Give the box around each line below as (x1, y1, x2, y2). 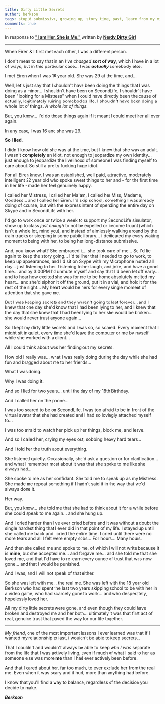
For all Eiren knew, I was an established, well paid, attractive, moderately (5, 172, 152, 178)
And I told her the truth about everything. (5, 446, 88, 452)
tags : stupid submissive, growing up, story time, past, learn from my (5, 16, 155, 21)
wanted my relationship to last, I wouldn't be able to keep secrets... (5, 635, 140, 641)
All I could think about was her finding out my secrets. (5, 344, 114, 350)
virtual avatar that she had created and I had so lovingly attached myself (5, 412, 151, 418)
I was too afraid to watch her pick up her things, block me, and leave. (5, 427, 145, 433)
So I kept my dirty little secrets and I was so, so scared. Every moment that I (5, 325, 159, 331)
